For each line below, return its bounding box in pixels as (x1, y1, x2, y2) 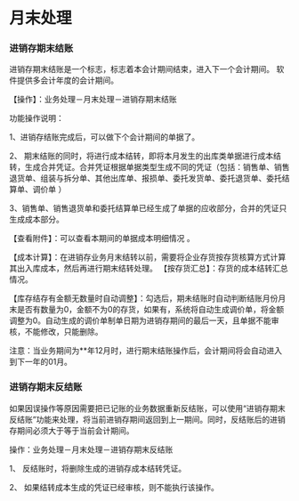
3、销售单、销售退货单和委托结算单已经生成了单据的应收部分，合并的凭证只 (9, 203, 287, 214)
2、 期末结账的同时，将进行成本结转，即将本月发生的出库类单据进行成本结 (9, 150, 282, 161)
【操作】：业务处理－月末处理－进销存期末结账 (9, 94, 177, 105)
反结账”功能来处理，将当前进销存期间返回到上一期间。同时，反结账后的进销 (9, 414, 287, 424)
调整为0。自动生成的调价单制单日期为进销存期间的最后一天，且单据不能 (9, 315, 271, 326)
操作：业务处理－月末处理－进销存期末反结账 (9, 444, 174, 455)
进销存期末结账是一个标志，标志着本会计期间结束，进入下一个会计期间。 (9, 64, 274, 75)
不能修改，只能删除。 (24, 327, 103, 337)
